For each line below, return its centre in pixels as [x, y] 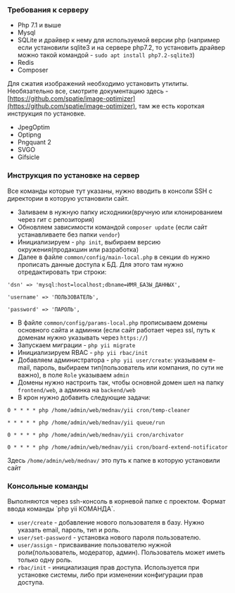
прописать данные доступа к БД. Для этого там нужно [100, 264]
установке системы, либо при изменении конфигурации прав [110, 575]
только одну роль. [45, 560]
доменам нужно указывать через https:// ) [83, 337]
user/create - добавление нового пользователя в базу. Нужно [111, 522]
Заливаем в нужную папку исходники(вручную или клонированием [120, 212]
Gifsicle [28, 157]
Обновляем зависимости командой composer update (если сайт [112, 227]
